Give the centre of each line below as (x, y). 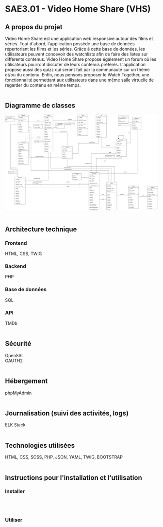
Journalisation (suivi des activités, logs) (67, 413)
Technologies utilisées (40, 445)
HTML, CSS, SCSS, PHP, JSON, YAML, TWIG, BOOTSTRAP (64, 457)
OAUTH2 (14, 361)
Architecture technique (41, 229)
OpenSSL (15, 355)
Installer (15, 491)
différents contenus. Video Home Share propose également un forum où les (81, 59)
